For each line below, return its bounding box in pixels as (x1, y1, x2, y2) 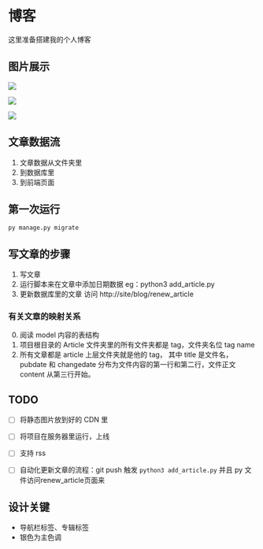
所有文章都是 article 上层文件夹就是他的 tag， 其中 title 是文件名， (19, 350, 233, 359)
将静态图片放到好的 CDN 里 (19, 415, 109, 425)
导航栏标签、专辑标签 (19, 523, 89, 532)
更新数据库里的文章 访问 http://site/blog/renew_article (19, 289, 194, 299)
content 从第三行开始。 (19, 369, 95, 379)
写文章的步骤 (8, 247, 71, 261)
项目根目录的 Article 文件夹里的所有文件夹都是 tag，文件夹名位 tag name (19, 340, 255, 350)
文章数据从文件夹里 (19, 158, 83, 167)
